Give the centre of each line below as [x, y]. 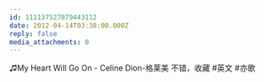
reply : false [33, 34]
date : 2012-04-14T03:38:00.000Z [69, 26]
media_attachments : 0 [49, 42]
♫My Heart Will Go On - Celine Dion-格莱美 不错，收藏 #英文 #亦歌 [132, 68]
